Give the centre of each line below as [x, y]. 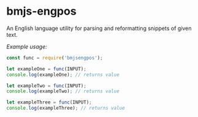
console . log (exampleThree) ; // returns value [65, 108]
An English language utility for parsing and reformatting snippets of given [99, 28]
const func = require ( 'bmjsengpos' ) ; [55, 58]
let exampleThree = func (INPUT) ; [49, 102]
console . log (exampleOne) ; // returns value [63, 75]
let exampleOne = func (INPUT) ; [46, 69]
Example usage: [27, 47]
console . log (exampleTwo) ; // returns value [63, 91]
